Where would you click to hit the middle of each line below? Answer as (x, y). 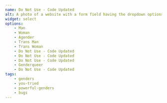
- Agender (24, 38)
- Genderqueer (29, 65)
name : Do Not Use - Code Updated (40, 10)
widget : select (21, 19)
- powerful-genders (34, 88)
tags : (11, 74)
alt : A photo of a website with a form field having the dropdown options (84, 14)
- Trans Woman (29, 47)
